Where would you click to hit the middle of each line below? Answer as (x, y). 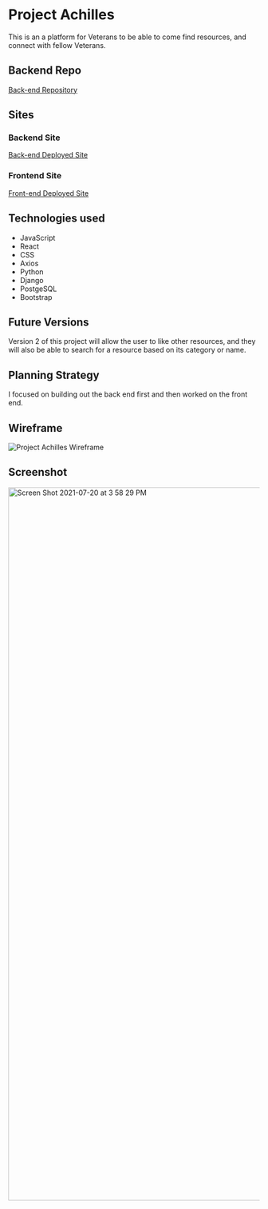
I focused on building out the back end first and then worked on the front (128, 394)
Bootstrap (36, 297)
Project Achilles (61, 15)
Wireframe (35, 428)
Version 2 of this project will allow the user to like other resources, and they (132, 341)
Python (32, 271)
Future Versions (49, 322)
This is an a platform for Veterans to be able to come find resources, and (128, 37)
